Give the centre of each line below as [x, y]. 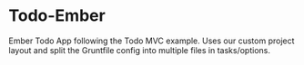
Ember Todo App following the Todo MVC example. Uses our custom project [152, 41]
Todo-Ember [57, 16]
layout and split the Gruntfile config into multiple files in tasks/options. [139, 50]
